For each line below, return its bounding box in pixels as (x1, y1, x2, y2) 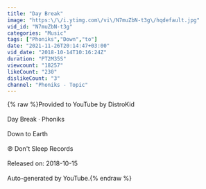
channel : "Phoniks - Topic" (7, 81, 89, 88)
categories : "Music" (7, 29, 67, 37)
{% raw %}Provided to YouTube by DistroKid (7, 100, 135, 108)
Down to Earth (7, 130, 49, 138)
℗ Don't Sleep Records (7, 145, 74, 153)
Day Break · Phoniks (7, 115, 65, 124)
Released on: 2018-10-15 (7, 159, 78, 167)
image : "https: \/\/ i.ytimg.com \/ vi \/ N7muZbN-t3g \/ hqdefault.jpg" (7, 17, 200, 24)
